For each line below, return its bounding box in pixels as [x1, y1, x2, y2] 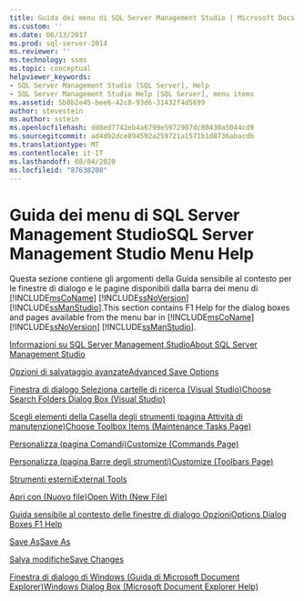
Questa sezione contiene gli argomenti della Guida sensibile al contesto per [9, 274, 292, 285]
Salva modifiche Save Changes [9, 554, 125, 565]
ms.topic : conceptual [9, 65, 92, 74]
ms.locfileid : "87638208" [9, 165, 107, 175]
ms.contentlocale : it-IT [9, 148, 104, 157]
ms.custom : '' [9, 22, 64, 31]
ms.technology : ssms [9, 55, 88, 65]
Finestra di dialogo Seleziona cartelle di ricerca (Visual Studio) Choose [9, 384, 271, 396]
